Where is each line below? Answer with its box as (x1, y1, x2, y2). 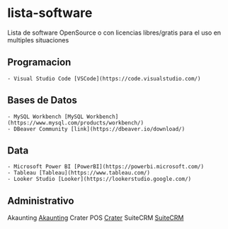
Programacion (7, 57, 72, 69)
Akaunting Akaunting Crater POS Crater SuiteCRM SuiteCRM (7, 213, 184, 222)
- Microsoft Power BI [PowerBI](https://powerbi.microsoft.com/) (7, 163, 204, 170)
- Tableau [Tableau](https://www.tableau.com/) (7, 170, 151, 177)
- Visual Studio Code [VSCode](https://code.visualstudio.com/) (7, 75, 201, 82)
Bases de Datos (7, 94, 78, 107)
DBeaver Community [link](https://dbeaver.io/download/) (13, 125, 186, 132)
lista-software (7, 5, 93, 21)
